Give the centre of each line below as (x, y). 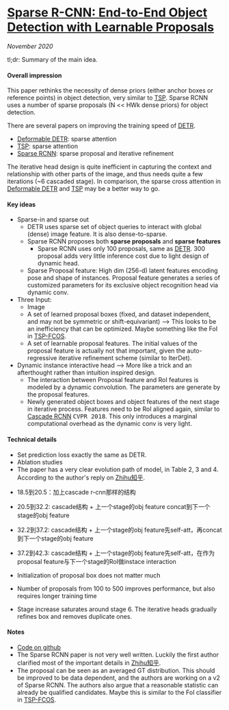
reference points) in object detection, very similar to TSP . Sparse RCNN (108, 98)
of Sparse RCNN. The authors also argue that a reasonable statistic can (118, 685)
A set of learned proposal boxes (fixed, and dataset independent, (119, 314)
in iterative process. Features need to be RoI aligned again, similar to (123, 409)
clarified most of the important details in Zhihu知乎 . (89, 663)
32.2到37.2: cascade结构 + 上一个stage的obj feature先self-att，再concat (119, 530)
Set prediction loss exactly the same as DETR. (82, 455)
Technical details (32, 439)
